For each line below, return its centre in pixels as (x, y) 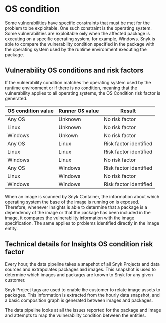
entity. (12, 228)
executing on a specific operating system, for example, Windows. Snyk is (80, 39)
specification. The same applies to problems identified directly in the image (82, 223)
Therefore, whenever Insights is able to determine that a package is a (76, 207)
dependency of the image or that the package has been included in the (78, 212)
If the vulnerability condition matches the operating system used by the (78, 82)
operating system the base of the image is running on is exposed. (72, 202)
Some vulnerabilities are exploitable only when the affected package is (78, 33)
